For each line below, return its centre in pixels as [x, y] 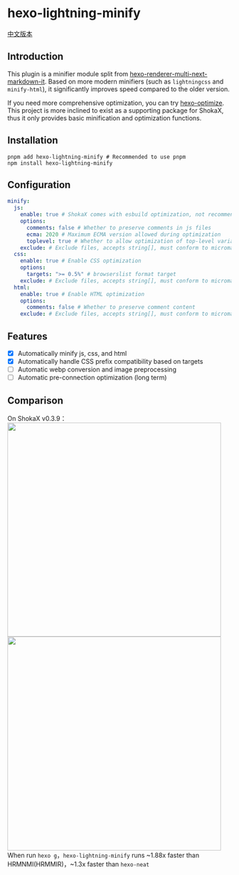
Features [27, 336]
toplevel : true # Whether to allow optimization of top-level [120, 241]
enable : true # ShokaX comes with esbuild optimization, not [112, 215]
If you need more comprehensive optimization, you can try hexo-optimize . [116, 103]
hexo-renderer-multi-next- [169, 73]
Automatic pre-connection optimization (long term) [92, 378]
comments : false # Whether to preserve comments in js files [119, 227]
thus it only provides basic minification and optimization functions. [105, 118]
